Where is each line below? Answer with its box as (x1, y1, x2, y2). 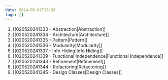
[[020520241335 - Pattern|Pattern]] (12, 36, 88, 43)
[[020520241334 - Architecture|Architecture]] (12, 31, 109, 37)
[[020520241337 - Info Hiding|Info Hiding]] (12, 48, 103, 54)
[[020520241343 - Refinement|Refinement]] (12, 58, 106, 64)
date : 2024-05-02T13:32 (5, 7, 56, 13)
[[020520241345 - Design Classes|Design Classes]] (12, 69, 122, 75)
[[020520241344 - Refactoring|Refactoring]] (12, 64, 107, 70)
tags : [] (5, 12, 24, 17)
